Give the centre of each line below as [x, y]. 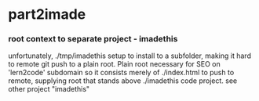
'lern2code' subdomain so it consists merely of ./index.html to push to [121, 73]
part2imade [47, 14]
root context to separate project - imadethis [93, 39]
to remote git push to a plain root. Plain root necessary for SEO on [115, 64]
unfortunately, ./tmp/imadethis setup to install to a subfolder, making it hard [129, 56]
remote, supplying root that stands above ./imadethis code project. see [123, 81]
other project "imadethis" [49, 89]
